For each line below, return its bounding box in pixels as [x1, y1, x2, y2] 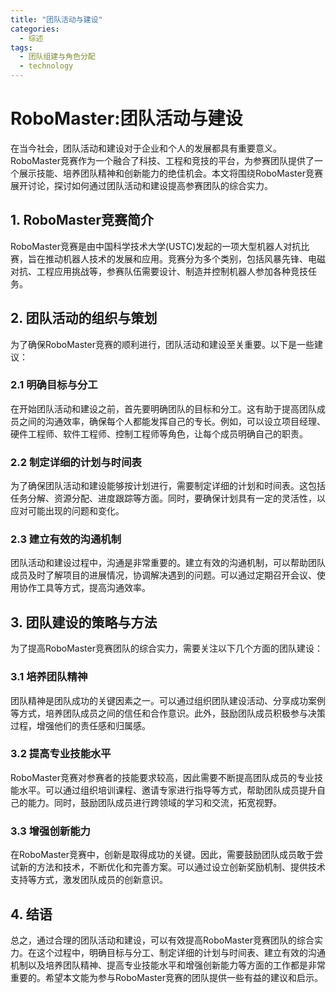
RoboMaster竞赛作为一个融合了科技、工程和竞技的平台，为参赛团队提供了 [10, 154, 315, 166]
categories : [10, 24, 60, 34]
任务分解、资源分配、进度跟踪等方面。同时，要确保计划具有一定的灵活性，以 [10, 492, 326, 505]
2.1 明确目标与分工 [10, 378, 98, 392]
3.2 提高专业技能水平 [10, 747, 112, 761]
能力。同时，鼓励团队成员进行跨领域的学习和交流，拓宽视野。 [27, 796, 282, 808]
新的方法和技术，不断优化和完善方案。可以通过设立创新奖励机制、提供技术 [18, 861, 326, 873]
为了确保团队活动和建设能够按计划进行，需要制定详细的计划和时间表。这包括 [10, 480, 326, 492]
